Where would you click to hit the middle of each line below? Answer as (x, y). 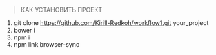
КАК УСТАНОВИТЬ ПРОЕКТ (61, 10)
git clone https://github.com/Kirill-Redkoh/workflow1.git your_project (111, 23)
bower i (24, 30)
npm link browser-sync (46, 44)
